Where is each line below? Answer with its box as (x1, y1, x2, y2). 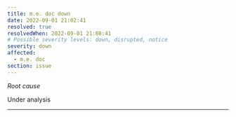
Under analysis (7, 95, 51, 104)
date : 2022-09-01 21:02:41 (7, 17, 86, 24)
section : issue (7, 62, 52, 69)
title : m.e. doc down (7, 10, 71, 18)
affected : (7, 50, 37, 57)
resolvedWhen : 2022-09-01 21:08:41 (7, 29, 112, 37)
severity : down (7, 43, 52, 50)
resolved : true (7, 23, 52, 30)
